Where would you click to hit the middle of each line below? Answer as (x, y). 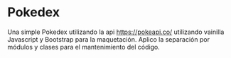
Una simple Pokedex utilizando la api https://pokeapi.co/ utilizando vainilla (116, 32)
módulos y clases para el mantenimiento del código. (84, 47)
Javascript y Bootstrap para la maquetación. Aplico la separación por (108, 39)
